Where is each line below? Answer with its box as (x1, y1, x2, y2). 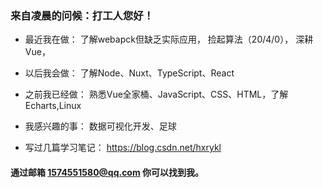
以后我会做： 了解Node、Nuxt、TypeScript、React (24, 67, 235, 79)
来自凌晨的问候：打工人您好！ (10, 8, 155, 22)
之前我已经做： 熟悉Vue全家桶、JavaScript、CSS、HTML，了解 (24, 88, 289, 101)
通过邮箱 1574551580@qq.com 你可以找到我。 (10, 166, 205, 178)
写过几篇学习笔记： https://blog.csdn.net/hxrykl (24, 142, 222, 154)
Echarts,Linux (24, 100, 82, 112)
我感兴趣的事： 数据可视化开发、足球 (24, 120, 177, 132)
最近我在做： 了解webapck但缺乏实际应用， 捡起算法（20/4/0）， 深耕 (24, 33, 314, 46)
